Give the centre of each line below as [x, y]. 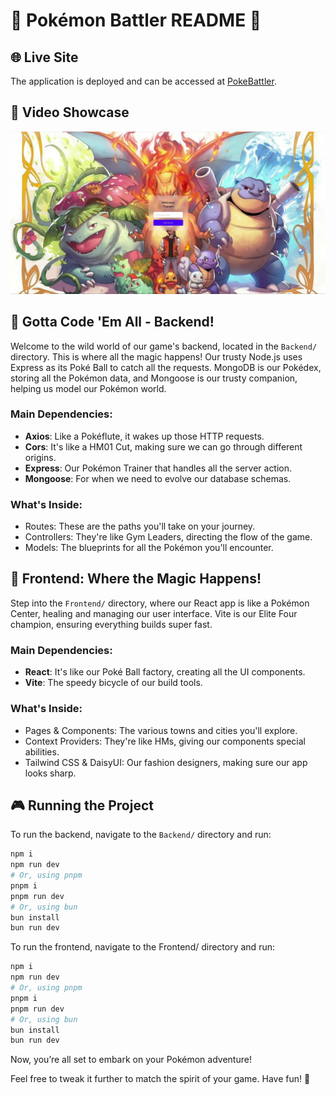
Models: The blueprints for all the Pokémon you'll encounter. [149, 548]
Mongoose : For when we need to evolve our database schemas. [158, 478]
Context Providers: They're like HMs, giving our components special [165, 741]
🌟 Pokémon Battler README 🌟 [136, 20]
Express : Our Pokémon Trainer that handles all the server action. [158, 468]
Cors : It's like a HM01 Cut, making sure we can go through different [163, 446]
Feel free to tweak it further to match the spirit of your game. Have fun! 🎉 [160, 1079]
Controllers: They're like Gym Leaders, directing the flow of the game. [168, 537]
